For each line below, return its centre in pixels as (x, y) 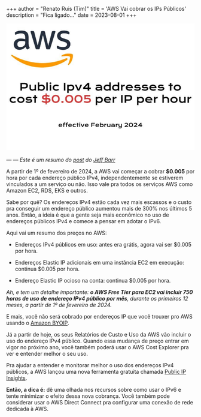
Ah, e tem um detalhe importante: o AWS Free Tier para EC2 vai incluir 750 (100, 292)
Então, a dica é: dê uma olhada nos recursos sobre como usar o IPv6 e (94, 389)
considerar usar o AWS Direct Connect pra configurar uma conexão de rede (100, 402)
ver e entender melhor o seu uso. (47, 353)
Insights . (17, 378)
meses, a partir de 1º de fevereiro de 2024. (59, 305)
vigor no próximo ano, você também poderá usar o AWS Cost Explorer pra (98, 347)
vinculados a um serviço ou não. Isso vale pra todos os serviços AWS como (100, 184)
